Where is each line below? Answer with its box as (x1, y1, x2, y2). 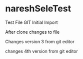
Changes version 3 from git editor (5, 38, 75, 45)
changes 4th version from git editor (5, 48, 78, 54)
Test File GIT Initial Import (5, 19, 58, 25)
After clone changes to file (5, 29, 60, 35)
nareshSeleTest (5, 3, 71, 14)
